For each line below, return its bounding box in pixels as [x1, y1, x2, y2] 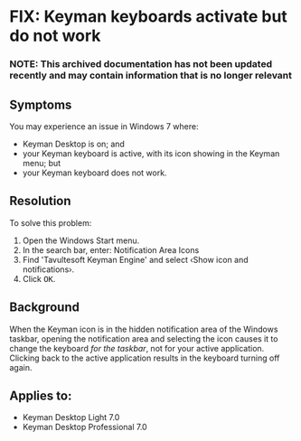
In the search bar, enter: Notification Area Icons [22, 244, 200, 255]
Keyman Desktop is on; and [22, 138, 125, 149]
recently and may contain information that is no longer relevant [9, 70, 292, 82]
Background [9, 300, 80, 315]
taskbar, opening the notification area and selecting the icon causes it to [9, 333, 278, 344]
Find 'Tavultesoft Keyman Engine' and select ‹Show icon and [22, 254, 249, 265]
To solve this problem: [9, 217, 92, 228]
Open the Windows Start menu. [22, 235, 140, 246]
